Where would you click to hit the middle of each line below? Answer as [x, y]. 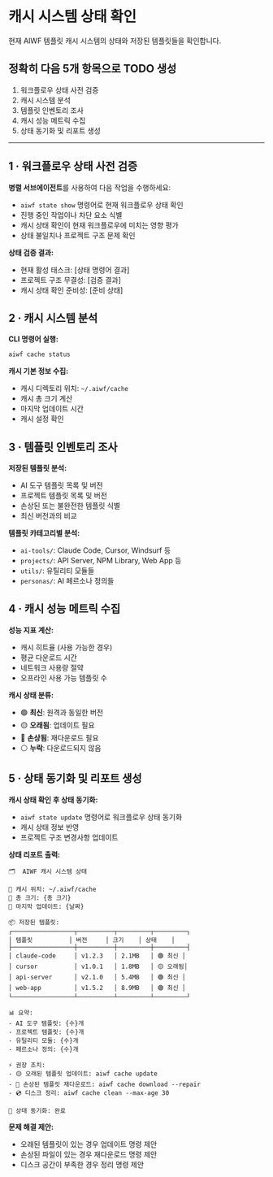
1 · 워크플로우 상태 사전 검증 [73, 166]
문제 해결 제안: [31, 1127]
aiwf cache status [39, 354]
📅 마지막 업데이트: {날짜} [46, 906]
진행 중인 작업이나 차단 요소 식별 [71, 215]
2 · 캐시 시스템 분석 [53, 318]
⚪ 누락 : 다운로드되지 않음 [61, 748]
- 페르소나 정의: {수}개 [43, 1049]
